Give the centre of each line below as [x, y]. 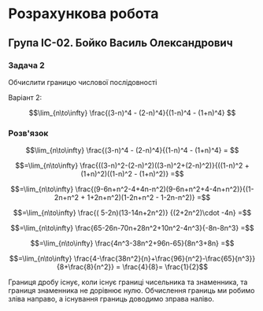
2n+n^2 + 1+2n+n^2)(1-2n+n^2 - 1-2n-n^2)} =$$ [132, 198]
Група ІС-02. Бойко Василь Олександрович [121, 43]
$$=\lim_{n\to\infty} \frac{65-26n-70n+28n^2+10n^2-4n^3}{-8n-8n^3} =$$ [132, 228]
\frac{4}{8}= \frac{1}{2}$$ [165, 267]
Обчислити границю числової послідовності [83, 82]
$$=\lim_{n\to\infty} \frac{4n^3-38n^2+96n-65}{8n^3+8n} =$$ [132, 243]
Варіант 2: [25, 97]
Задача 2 [26, 65]
